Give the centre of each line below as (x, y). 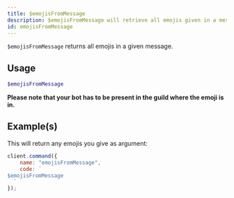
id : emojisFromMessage (40, 26)
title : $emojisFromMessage (46, 14)
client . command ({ (32, 156)
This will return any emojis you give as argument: (78, 143)
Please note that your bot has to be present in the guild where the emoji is (116, 97)
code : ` (31, 169)
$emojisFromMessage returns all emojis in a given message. (90, 47)
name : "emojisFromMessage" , (60, 163)
